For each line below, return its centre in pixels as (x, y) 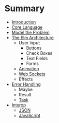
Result (25, 94)
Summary (24, 9)
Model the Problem (30, 32)
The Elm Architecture (33, 38)
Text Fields (37, 58)
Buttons (34, 48)
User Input (29, 42)
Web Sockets (32, 74)
